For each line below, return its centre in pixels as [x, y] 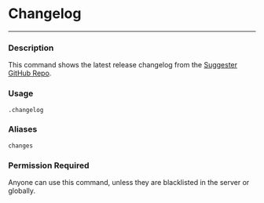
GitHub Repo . [30, 73]
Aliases [23, 129]
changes [21, 146]
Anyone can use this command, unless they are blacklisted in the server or [129, 183]
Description [31, 48]
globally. [22, 191]
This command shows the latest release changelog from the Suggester [123, 65]
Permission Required [49, 165]
